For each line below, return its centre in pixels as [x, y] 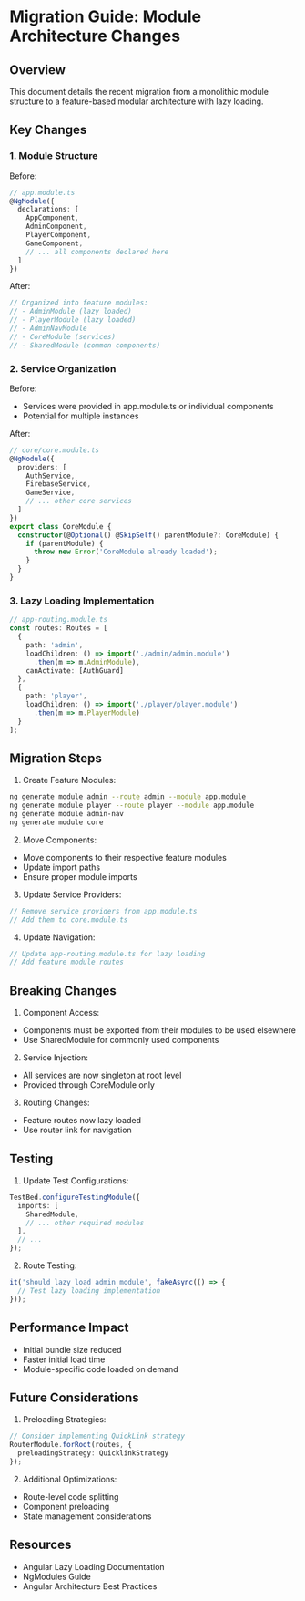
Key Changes [48, 130]
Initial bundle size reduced [72, 1349]
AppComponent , [52, 218]
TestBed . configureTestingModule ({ [75, 1197]
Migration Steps [56, 758]
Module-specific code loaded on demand [101, 1369]
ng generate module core [56, 822]
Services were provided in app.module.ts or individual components [148, 406]
